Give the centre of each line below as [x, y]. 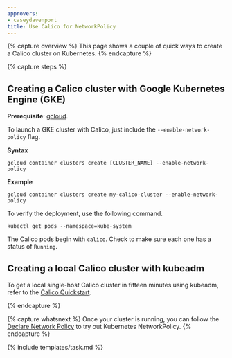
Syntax [18, 150]
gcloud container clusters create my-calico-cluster [85, 195]
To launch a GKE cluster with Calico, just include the [81, 129]
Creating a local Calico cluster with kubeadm [106, 268]
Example [20, 182]
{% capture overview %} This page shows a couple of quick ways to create [115, 46]
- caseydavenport [32, 20]
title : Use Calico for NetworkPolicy [62, 26]
